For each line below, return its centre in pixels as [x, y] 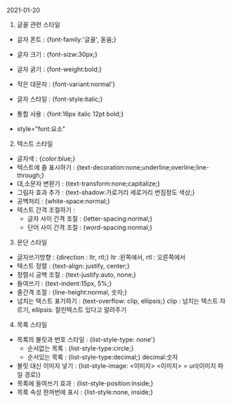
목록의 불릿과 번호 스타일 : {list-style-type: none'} [86, 340]
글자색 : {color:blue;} [46, 158]
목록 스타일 [32, 325]
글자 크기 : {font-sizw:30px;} [57, 54]
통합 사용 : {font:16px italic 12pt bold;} [70, 114]
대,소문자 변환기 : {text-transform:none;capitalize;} [88, 184]
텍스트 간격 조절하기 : [46, 210]
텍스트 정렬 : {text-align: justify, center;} [73, 266]
